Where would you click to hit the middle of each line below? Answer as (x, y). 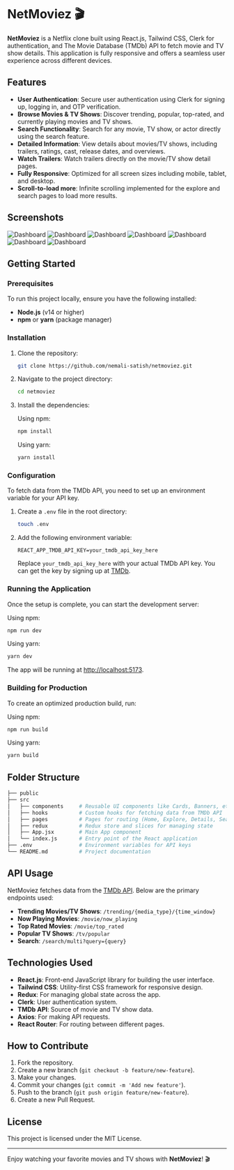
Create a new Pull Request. (56, 1100)
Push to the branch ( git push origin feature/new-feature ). (103, 1093)
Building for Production (47, 688)
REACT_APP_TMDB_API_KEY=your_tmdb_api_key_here (87, 550)
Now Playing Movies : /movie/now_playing (77, 918)
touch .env (33, 525)
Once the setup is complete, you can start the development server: (103, 604)
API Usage (30, 873)
